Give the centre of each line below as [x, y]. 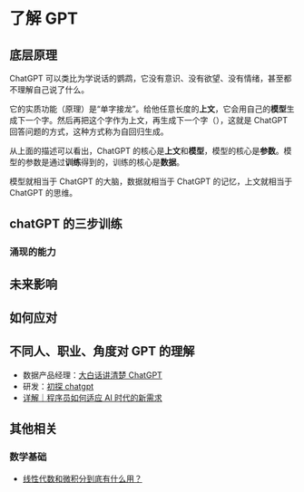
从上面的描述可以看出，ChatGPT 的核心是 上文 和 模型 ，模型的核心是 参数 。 [147, 151]
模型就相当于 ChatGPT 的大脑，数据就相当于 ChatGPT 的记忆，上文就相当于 [151, 181]
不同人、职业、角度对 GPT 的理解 [102, 351]
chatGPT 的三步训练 [66, 224]
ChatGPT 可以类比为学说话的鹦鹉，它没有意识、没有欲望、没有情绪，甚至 [147, 78]
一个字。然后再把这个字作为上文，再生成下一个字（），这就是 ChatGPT [157, 120]
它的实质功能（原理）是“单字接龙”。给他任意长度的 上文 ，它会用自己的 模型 [148, 109]
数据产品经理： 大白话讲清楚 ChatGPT [93, 375]
